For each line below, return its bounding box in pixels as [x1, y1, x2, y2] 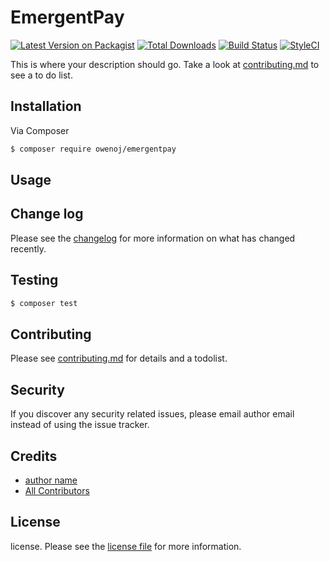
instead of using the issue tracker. [10, 419, 150, 431]
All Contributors [24, 484, 90, 496]
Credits [10, 447, 58, 465]
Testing [10, 272, 59, 289]
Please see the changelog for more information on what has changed [10, 232, 296, 244]
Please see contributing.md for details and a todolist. [10, 352, 228, 365]
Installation [10, 98, 82, 115]
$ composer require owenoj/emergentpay [10, 144, 177, 154]
